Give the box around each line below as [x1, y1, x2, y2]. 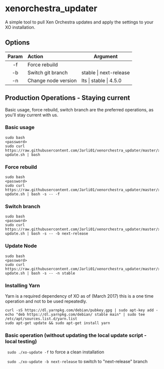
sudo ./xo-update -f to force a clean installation [7, 349, 104, 355]
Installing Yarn [5, 282, 40, 289]
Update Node [5, 242, 38, 249]
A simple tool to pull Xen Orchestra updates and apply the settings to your [5, 19, 154, 25]
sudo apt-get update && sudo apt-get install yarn [5, 321, 110, 326]
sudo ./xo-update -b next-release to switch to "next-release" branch [7, 359, 148, 365]
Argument [93, 53, 118, 60]
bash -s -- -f [31, 192, 60, 197]
